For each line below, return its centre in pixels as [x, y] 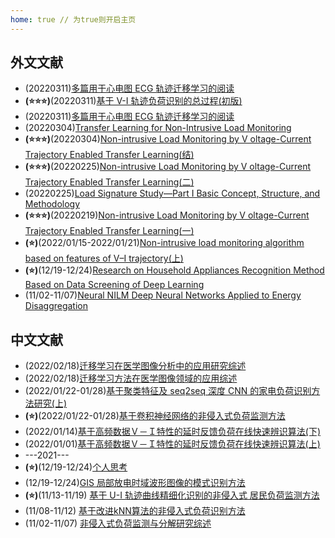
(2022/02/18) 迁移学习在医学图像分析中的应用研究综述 [135, 366]
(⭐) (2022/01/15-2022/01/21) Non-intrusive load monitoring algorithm [164, 243]
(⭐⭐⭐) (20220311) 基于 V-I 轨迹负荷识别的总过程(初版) [133, 101]
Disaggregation [56, 306]
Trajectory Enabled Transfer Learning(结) [109, 155]
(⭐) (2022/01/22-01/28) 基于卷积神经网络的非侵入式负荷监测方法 [155, 416]
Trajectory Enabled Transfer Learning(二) [109, 182]
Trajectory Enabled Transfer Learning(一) [109, 231]
